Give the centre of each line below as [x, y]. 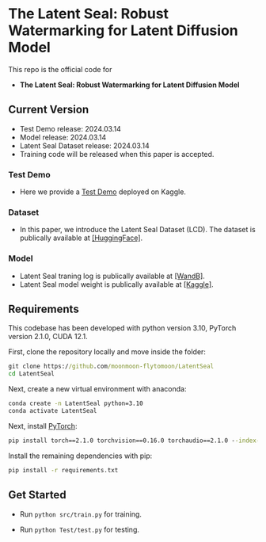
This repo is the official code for [60, 69]
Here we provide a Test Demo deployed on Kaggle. [103, 192]
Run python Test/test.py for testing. [80, 529]
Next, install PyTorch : [43, 426]
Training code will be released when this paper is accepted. [117, 154]
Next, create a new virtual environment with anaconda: [97, 389]
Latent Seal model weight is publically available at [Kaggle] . [116, 284]
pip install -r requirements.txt [63, 470]
